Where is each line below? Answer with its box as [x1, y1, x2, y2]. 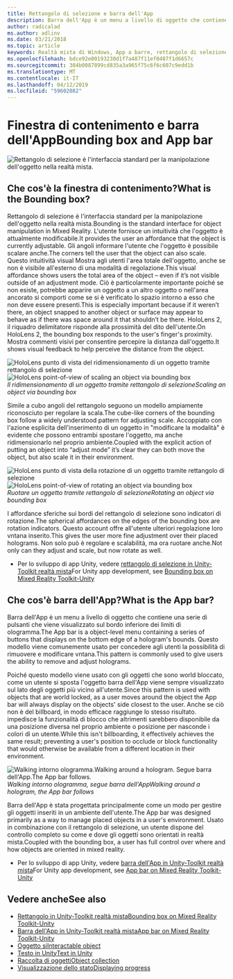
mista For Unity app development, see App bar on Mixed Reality [17, 866, 198, 874]
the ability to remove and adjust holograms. [7, 657, 131, 665]
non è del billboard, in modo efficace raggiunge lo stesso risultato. [7, 708, 197, 716]
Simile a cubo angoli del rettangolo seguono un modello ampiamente [7, 401, 203, 410]
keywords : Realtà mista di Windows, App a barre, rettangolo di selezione [7, 49, 228, 56]
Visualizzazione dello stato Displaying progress [17, 963, 151, 972]
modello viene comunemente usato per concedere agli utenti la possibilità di [7, 642, 225, 651]
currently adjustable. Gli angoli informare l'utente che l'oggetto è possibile [7, 241, 218, 250]
